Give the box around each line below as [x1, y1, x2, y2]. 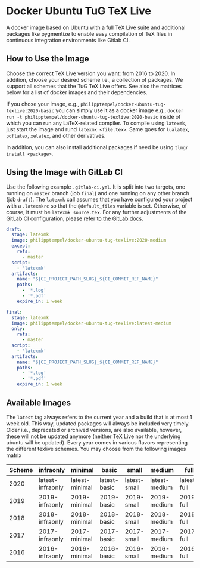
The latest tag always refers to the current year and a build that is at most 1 [6, 413, 192, 421]
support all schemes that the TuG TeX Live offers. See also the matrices [6, 82, 182, 89]
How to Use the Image [6, 54, 89, 64]
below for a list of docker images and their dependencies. [6, 88, 148, 96]
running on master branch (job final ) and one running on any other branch [6, 189, 189, 196]
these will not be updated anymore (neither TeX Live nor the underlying [6, 433, 181, 440]
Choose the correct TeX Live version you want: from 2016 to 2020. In [6, 70, 176, 77]
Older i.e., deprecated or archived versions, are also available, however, [6, 426, 182, 433]
